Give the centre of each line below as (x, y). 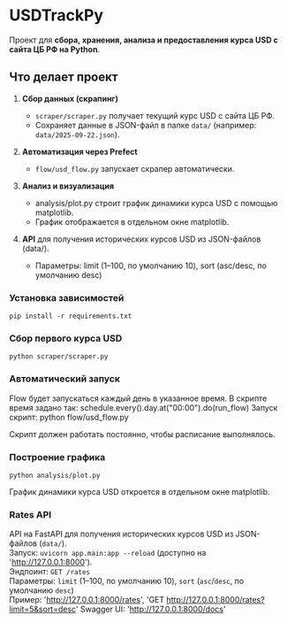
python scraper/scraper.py (59, 357)
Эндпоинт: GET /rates (50, 572)
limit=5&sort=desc (43, 609)
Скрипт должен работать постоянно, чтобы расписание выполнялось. (142, 434)
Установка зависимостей (67, 297)
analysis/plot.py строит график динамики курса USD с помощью (156, 203)
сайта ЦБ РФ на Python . (54, 49)
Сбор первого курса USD (66, 338)
